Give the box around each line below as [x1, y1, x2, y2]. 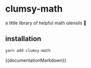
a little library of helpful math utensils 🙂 [5, 20, 87, 26]
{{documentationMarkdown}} [5, 57, 67, 63]
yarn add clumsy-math [5, 48, 51, 53]
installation [5, 35, 41, 43]
